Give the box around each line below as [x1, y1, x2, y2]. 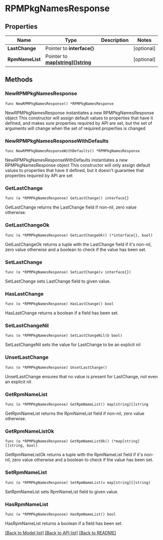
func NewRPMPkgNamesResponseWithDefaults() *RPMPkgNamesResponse [5, 148, 140, 154]
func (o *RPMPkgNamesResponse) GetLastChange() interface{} [5, 196, 130, 201]
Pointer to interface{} [45, 45, 94, 52]
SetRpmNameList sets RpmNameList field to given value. [5, 488, 119, 495]
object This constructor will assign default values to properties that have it [5, 115, 153, 121]
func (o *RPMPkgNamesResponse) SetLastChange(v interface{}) [5, 270, 131, 274]
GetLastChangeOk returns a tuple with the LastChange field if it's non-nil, [5, 241, 152, 247]
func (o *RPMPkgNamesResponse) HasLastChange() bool [5, 302, 114, 307]
